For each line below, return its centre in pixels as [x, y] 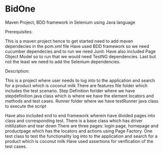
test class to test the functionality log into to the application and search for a [81, 136]
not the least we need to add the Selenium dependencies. [63, 61]
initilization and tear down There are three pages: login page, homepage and [82, 126]
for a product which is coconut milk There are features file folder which [76, 85]
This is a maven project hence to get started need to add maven [69, 41]
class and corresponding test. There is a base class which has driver [74, 121]
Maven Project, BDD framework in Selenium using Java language [70, 22]
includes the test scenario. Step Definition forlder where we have [70, 91]
